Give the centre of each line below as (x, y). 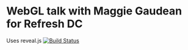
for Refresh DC (45, 24)
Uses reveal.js (24, 40)
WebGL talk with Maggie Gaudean (94, 11)
